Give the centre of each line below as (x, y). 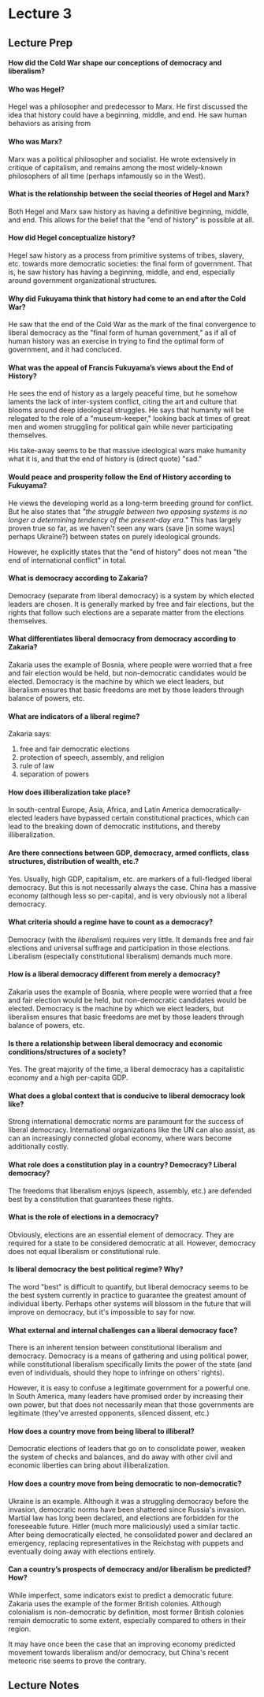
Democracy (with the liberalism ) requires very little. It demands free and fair (131, 940)
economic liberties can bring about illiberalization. (89, 1465)
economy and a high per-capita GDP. (68, 1077)
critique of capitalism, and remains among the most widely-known (115, 167)
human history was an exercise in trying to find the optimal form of (116, 341)
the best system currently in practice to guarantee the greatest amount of (127, 1295)
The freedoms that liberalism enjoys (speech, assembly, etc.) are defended (130, 1190)
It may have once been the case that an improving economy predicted (122, 1643)
